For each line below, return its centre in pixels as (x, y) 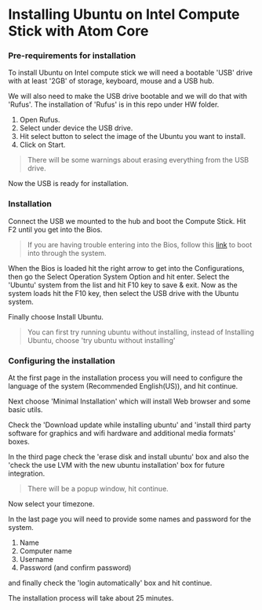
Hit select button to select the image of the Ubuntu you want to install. (133, 137)
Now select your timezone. (51, 504)
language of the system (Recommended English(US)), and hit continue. (123, 386)
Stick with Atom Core (78, 31)
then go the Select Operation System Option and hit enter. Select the (119, 276)
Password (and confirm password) (75, 568)
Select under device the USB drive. (76, 128)
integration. (27, 473)
